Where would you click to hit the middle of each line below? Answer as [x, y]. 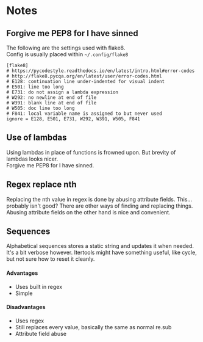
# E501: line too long [35, 87]
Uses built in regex [39, 286]
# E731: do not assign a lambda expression [62, 92]
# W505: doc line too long [41, 108]
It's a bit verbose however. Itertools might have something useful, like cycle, [101, 253]
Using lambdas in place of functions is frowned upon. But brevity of [91, 152]
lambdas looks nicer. [32, 159]
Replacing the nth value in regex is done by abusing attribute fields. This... [99, 199]
